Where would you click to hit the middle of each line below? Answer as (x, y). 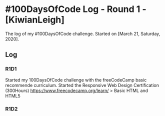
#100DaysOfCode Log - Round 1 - (76, 9)
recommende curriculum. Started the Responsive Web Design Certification (82, 85)
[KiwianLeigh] (35, 20)
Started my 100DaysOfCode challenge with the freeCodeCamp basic (76, 80)
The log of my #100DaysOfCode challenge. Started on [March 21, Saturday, (83, 33)
